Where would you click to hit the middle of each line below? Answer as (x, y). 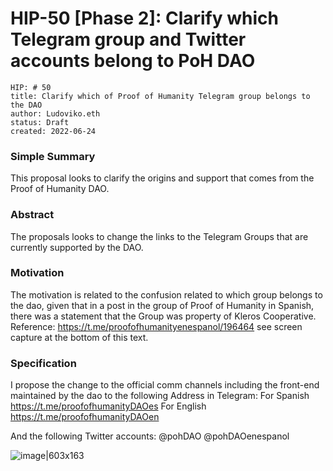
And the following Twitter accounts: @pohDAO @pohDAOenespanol (150, 436)
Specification (43, 363)
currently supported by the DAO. (77, 247)
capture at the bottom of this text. (79, 337)
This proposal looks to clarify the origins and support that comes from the (162, 178)
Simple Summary (53, 156)
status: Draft (40, 122)
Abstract (32, 215)
